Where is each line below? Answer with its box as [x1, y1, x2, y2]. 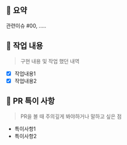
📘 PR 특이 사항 [6, 96, 55, 106]
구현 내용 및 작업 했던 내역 [20, 57, 80, 64]
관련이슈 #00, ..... [6, 22, 47, 29]
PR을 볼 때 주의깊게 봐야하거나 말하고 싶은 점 [20, 113, 122, 120]
